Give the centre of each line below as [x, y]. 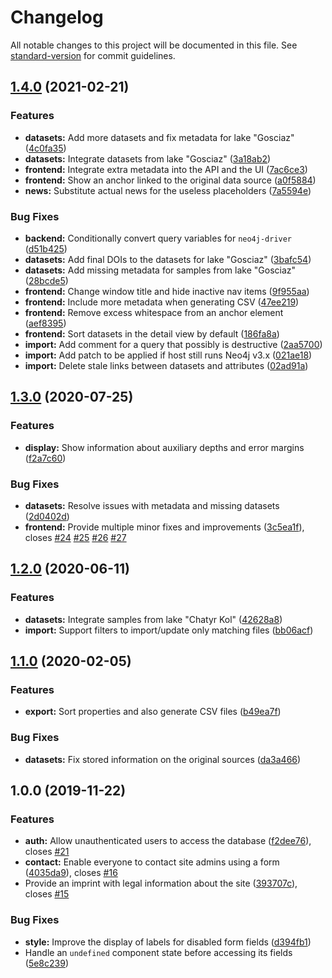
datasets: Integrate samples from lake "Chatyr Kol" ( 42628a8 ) [153, 619]
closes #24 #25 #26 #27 [75, 537]
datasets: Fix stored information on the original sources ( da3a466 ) [163, 759]
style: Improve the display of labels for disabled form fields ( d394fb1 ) [168, 942]
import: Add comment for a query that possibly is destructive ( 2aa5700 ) [173, 344]
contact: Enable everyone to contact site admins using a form [152, 862]
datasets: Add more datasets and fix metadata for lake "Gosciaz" [159, 137]
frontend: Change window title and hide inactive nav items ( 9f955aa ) [167, 291]
